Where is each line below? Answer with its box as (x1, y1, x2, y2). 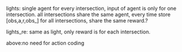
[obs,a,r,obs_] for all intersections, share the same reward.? (6, 17, 148, 24)
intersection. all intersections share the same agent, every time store (6, 11, 171, 18)
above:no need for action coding (6, 40, 85, 46)
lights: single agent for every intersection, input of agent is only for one (6, 5, 177, 12)
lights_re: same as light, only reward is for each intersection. (6, 28, 150, 35)
